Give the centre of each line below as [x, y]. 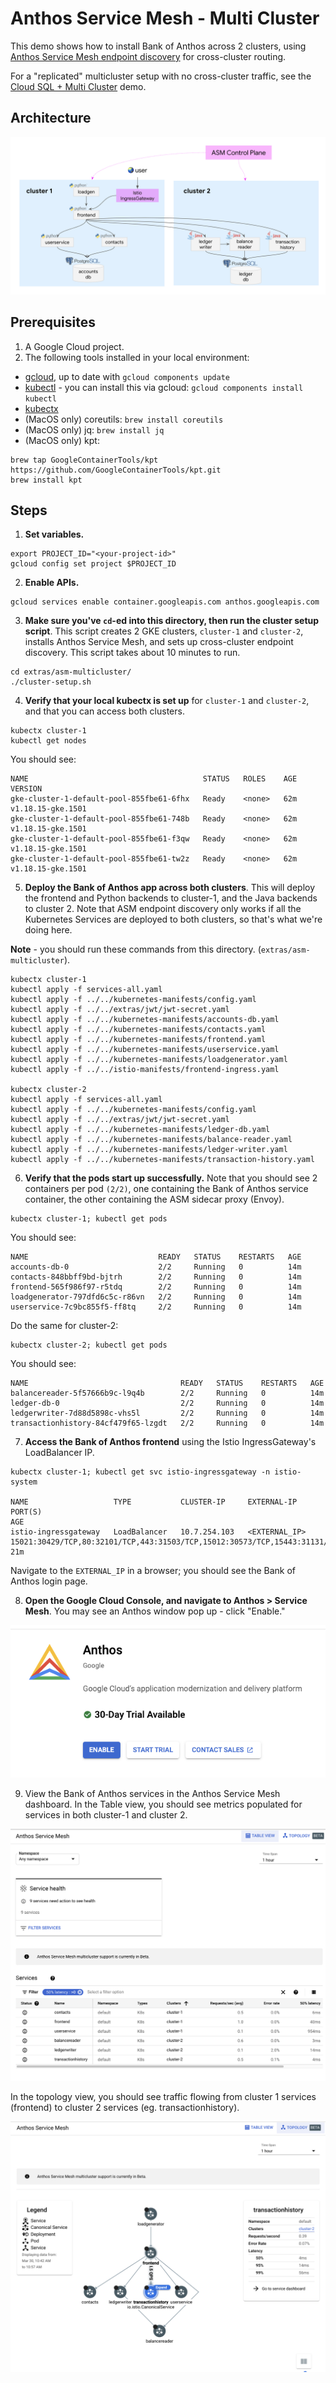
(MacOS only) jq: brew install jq [94, 429]
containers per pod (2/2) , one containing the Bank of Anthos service [166, 1189]
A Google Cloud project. [74, 346]
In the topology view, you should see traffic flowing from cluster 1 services [163, 2096]
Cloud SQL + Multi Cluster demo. [78, 86]
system [24, 1482]
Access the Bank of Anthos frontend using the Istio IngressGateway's [170, 1442]
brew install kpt [46, 480]
